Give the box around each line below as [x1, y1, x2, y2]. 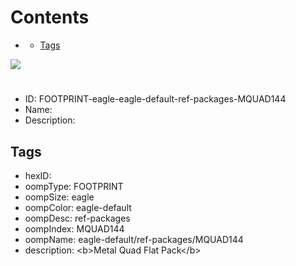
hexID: [24, 169, 52, 181]
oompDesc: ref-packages [24, 212, 131, 224]
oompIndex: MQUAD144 [24, 222, 125, 235]
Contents [10, 6, 90, 29]
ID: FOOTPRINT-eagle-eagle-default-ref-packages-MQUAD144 [24, 93, 287, 105]
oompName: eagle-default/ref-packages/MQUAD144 [24, 233, 244, 245]
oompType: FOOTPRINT [24, 180, 124, 192]
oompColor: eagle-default [24, 201, 132, 213]
